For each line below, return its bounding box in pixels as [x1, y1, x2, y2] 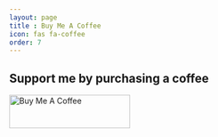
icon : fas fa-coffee [9, 29, 86, 38]
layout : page [9, 12, 58, 22]
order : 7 [9, 37, 42, 47]
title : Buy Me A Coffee [9, 21, 101, 30]
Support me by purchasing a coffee [9, 70, 209, 85]
